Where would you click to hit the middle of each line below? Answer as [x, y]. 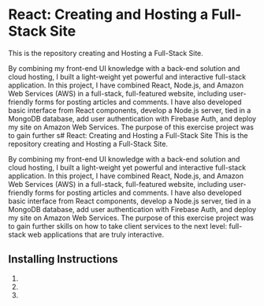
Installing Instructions [63, 259]
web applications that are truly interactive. [95, 234]
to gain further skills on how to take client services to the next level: [118, 226]
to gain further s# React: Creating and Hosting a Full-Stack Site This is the [128, 135]
